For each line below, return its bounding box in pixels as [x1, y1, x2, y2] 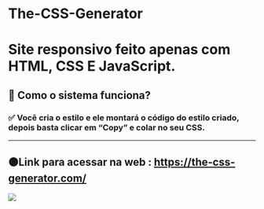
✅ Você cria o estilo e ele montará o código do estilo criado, [8, 112, 240, 123]
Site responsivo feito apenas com [8, 41, 231, 59]
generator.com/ [8, 172, 86, 185]
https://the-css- [153, 156, 236, 169]
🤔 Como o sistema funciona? [8, 88, 152, 102]
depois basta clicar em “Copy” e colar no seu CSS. [8, 122, 206, 133]
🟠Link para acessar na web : [8, 156, 152, 169]
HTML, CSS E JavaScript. [8, 57, 176, 75]
